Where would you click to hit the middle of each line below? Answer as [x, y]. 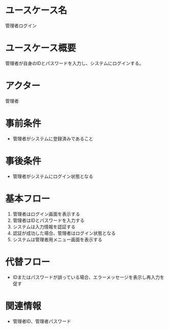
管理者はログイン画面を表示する [46, 214]
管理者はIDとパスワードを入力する [49, 220]
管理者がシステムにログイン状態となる [53, 176]
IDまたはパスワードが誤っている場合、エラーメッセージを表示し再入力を [89, 277]
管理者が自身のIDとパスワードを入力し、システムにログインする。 [75, 63]
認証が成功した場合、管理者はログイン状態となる [64, 233]
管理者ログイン [21, 26]
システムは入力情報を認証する [44, 227]
